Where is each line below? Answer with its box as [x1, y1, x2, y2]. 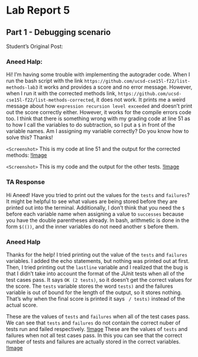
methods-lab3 [6, 85, 38, 91]
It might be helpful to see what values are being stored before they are [6, 198, 178, 205]
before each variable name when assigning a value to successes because [6, 210, 184, 217]
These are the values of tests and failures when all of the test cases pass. [6, 313, 190, 320]
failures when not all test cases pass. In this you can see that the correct [6, 332, 183, 339]
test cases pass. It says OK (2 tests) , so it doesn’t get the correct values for [6, 276, 192, 283]
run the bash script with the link [6, 78, 83, 85]
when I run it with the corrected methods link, [6, 90, 117, 97]
